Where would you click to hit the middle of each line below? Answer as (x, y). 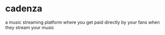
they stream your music (30, 27)
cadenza (24, 9)
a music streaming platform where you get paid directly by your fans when (82, 22)
